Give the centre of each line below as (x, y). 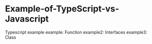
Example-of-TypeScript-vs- (62, 9)
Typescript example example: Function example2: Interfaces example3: (76, 32)
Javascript (27, 19)
